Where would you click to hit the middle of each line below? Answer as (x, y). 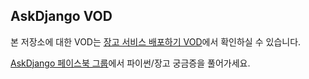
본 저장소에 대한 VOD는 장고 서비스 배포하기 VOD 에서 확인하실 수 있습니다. (156, 41)
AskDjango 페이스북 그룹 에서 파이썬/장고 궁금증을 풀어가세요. (130, 63)
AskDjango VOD (61, 16)
